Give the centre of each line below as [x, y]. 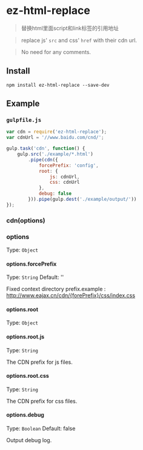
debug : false [55, 194]
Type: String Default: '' [35, 277]
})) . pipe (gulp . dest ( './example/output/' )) [82, 200]
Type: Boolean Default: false [41, 429]
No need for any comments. [56, 52]
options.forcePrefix [32, 264]
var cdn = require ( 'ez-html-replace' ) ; [57, 132]
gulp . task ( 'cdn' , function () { [46, 149]
